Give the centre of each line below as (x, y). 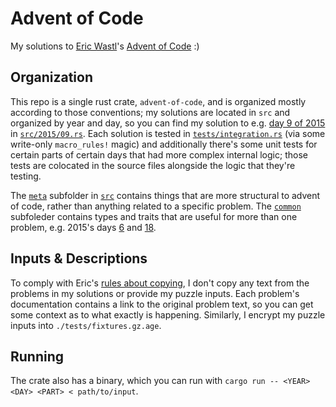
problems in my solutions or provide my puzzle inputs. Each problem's (155, 293)
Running (37, 356)
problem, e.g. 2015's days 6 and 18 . (83, 227)
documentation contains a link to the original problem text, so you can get (162, 304)
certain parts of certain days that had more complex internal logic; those (159, 154)
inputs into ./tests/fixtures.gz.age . (86, 325)
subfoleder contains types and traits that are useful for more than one (154, 216)
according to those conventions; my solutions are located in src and (150, 112)
